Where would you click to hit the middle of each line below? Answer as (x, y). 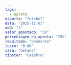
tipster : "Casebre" (25, 55)
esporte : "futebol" (25, 19)
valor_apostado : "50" (27, 32)
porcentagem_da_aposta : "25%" (36, 37)
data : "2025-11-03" (25, 23)
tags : (11, 10)
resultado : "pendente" (28, 42)
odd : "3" (14, 28)
